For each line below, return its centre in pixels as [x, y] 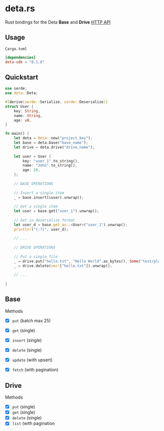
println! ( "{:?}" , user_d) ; [41, 229]
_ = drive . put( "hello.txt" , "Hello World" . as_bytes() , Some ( [77, 261]
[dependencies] [20, 57]
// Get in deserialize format [45, 220]
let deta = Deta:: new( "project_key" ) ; [53, 138]
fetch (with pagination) [35, 370]
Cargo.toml [16, 49]
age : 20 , [31, 170]
